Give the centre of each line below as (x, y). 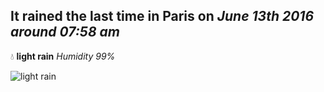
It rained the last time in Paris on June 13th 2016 (162, 16)
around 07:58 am (65, 32)
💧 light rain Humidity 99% (63, 56)
